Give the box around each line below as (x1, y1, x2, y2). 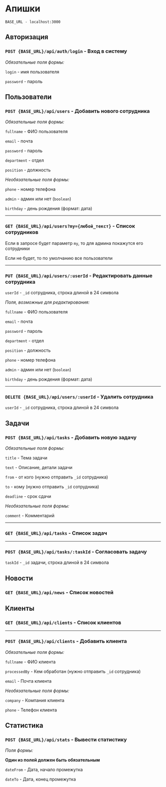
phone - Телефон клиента (5, 707, 57, 713)
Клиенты (5, 604, 35, 613)
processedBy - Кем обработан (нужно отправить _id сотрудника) (5, 668, 141, 674)
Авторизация (5, 33, 48, 41)
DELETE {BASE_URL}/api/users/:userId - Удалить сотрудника (5, 393, 154, 400)
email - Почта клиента (5, 678, 52, 684)
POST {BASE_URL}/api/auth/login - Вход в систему (5, 48, 127, 55)
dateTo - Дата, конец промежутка (5, 776, 76, 783)
